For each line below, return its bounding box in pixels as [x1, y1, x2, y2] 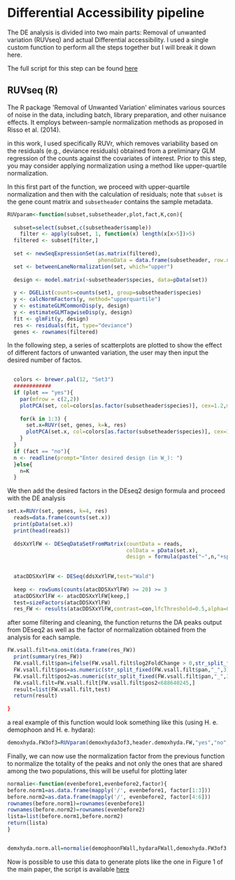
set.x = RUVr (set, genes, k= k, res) [25, 422, 127, 429]
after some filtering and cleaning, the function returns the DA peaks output [7, 618, 222, 627]
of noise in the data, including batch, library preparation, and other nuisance [7, 110, 227, 119]
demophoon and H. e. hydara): [7, 726, 96, 734]
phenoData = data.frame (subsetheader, [97, 256, 211, 264]
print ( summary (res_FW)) [13, 653, 83, 660]
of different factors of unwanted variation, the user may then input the [7, 349, 208, 357]
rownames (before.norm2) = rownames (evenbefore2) [7, 806, 145, 813]
